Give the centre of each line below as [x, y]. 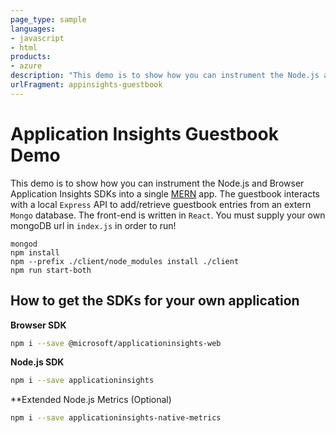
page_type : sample [48, 19]
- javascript [37, 38]
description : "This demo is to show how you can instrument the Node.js [165, 76]
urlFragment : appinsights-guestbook [86, 85]
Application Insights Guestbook [144, 133]
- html [24, 47]
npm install [35, 252]
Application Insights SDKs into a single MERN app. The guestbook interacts [165, 193]
